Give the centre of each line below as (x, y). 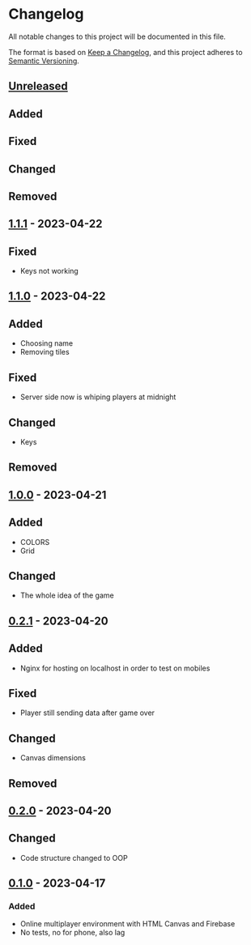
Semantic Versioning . (44, 61)
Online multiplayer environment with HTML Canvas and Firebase (128, 924)
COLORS (35, 542)
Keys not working (49, 271)
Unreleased (38, 86)
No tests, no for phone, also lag (72, 933)
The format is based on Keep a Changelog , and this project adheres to (125, 52)
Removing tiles (45, 352)
